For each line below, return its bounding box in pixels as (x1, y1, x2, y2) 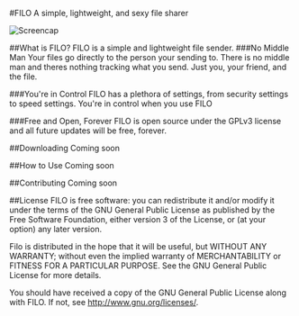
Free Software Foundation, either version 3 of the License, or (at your (9, 214, 267, 224)
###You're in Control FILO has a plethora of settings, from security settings (9, 89, 289, 99)
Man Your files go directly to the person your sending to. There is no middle (9, 52, 290, 62)
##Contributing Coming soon (9, 177, 118, 188)
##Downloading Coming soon (9, 143, 120, 153)
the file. (9, 71, 38, 82)
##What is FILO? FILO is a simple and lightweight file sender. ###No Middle (9, 42, 290, 53)
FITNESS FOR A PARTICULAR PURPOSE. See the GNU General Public (9, 260, 267, 271)
